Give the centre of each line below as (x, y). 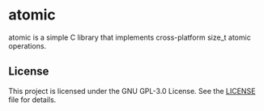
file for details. (32, 100)
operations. (28, 45)
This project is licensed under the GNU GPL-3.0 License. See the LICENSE (132, 91)
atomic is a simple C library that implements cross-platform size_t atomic (130, 37)
